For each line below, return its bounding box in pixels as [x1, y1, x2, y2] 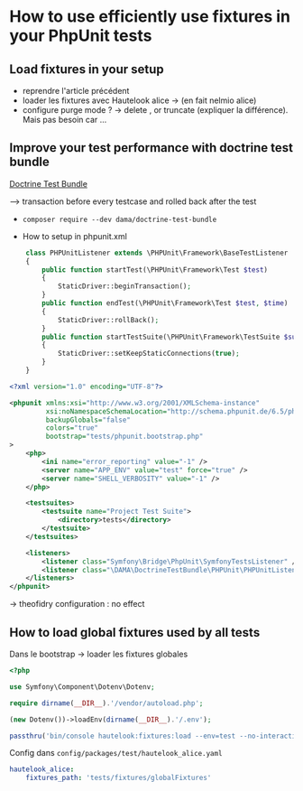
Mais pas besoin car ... [22, 115, 107, 125]
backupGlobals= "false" [45, 415, 131, 424]
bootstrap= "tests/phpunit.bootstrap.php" [45, 432, 204, 442]
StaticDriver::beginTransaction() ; [57, 282, 192, 291]
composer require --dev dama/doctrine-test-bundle [22, 215, 217, 224]
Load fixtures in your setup [9, 61, 164, 77]
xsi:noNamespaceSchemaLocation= [45, 406, 168, 416]
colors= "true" [45, 423, 99, 433]
